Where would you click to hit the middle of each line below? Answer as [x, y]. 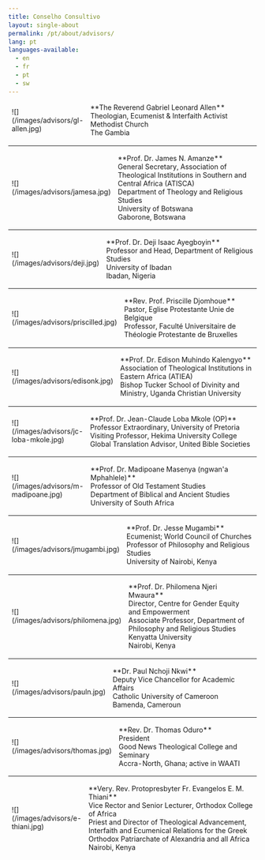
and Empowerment [159, 612]
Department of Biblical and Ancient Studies [160, 494]
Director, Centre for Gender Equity [184, 603]
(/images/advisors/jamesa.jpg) [62, 192]
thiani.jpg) [28, 826]
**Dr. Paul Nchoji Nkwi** [155, 670]
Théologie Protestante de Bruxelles [181, 335]
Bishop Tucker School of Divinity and [180, 385]
